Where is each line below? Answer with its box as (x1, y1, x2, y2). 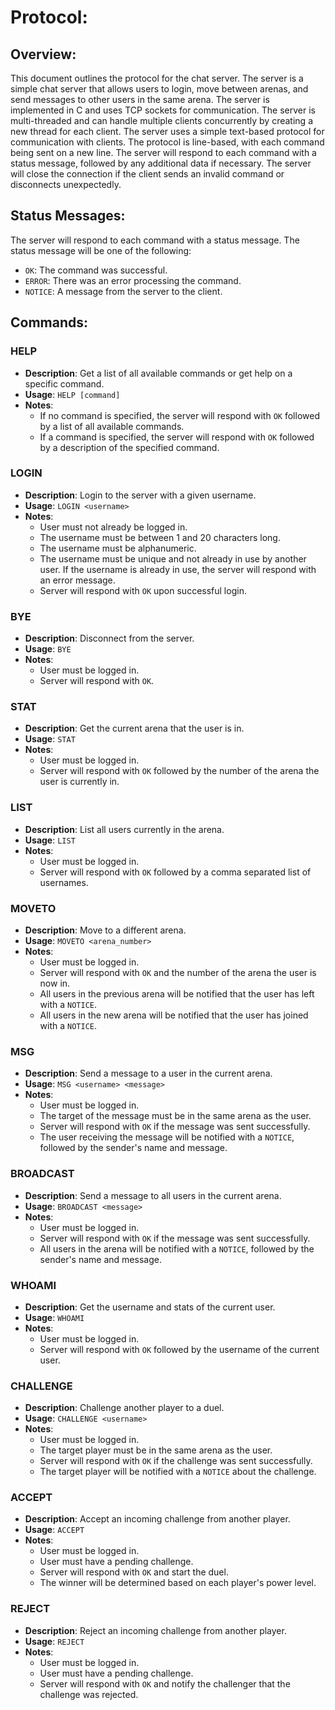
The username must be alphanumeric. (39, 542, 197, 554)
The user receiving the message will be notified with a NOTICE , (39, 1131, 295, 1143)
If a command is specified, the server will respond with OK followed (39, 431, 315, 443)
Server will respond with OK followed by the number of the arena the (39, 765, 320, 777)
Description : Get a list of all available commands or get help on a (24, 367, 293, 379)
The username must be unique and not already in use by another (39, 552, 307, 565)
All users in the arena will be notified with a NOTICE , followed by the (39, 1242, 315, 1255)
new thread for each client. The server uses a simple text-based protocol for (10, 126, 325, 137)
